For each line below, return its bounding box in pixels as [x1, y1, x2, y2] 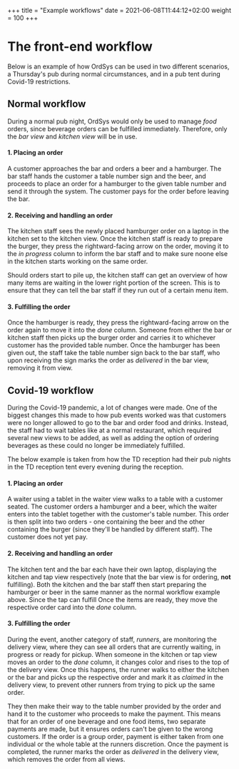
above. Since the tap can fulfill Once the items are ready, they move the [7, 595, 218, 604]
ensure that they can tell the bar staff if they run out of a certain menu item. [7, 286, 229, 295]
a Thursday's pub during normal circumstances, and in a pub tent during [7, 69, 221, 78]
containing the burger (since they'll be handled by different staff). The [7, 525, 213, 534]
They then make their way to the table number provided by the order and [7, 702, 221, 711]
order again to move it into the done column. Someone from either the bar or [7, 326, 232, 335]
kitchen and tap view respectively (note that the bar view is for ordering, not [7, 572, 231, 581]
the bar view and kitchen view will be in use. [7, 132, 138, 141]
